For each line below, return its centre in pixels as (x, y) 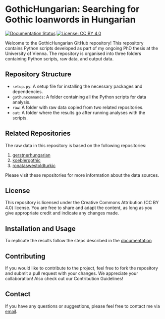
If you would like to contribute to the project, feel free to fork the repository (82, 268)
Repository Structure (38, 75)
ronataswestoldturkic (34, 165)
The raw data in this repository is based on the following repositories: (76, 145)
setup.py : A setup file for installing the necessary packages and (77, 86)
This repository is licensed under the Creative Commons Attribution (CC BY (82, 203)
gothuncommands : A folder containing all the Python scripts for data (79, 97)
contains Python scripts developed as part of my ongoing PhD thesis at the (82, 48)
